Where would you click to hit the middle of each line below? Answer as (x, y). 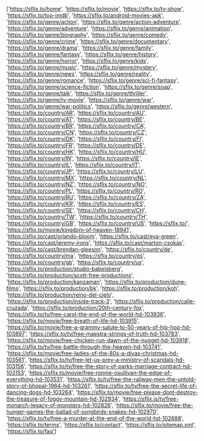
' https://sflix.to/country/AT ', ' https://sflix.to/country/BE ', (76, 119)
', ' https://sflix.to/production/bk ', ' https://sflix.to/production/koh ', (99, 288)
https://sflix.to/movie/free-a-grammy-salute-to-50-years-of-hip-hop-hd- (100, 327)
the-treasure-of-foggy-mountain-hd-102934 (62, 399)
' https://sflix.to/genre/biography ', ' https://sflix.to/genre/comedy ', (87, 35)
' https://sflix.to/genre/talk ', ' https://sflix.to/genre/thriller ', (77, 93)
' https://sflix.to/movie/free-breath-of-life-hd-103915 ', (73, 321)
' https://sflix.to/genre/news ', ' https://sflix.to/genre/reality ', (79, 74)
